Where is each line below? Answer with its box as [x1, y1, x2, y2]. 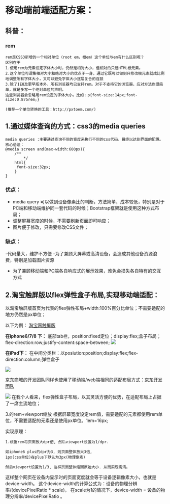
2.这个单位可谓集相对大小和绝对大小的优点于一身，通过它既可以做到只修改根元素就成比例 [5, 71, 165, 76]
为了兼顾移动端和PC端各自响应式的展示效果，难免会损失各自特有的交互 [12, 268, 161, 274]
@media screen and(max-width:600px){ [5, 146, 85, 152]
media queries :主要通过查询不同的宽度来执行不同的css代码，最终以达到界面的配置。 [5, 137, 163, 142]
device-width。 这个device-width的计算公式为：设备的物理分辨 [5, 481, 138, 487]
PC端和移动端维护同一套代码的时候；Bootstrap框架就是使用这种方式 [12, 205, 155, 211]
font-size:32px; [16, 164, 51, 170]
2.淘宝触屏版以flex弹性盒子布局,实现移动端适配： [5, 290, 160, 299]
